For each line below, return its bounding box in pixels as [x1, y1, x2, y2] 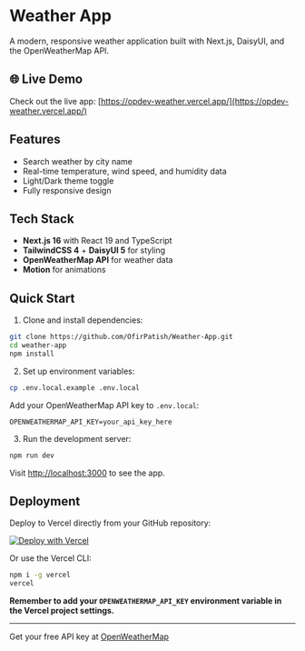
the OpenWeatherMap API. [9, 45, 110, 55]
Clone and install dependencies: [22, 315, 143, 325]
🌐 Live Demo [9, 72, 84, 87]
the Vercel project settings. [9, 606, 115, 616]
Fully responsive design [22, 185, 112, 195]
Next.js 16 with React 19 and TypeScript [22, 235, 172, 246]
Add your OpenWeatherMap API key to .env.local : [9, 399, 200, 410]
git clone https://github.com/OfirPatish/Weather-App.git [9, 333, 233, 342]
